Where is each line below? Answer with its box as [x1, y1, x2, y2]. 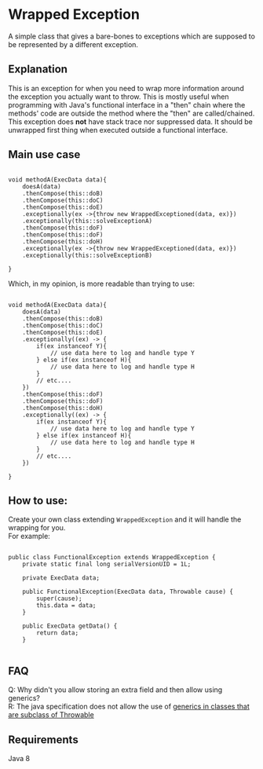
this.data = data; [36, 602, 97, 610]
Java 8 [8, 754, 30, 763]
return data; [36, 629, 79, 637]
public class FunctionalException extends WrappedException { [8, 554, 216, 562]
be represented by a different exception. [8, 39, 139, 49]
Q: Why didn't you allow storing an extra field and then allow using [8, 685, 223, 694]
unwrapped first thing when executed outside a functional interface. [8, 125, 228, 134]
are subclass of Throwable [8, 710, 94, 720]
